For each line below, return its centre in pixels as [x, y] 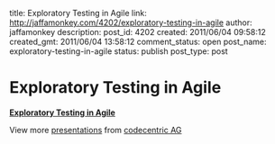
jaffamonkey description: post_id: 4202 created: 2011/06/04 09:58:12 [137, 32]
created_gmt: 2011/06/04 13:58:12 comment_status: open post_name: [138, 41]
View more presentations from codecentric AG [96, 130]
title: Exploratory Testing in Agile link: [78, 13]
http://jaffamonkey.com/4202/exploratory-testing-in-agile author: [131, 22]
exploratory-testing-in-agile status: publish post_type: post [119, 51]
